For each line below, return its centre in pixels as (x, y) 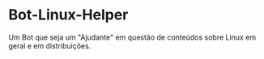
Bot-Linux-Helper (68, 15)
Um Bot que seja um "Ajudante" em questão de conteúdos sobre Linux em (132, 37)
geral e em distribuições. (50, 45)
